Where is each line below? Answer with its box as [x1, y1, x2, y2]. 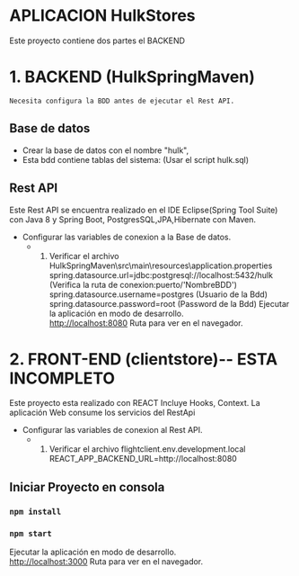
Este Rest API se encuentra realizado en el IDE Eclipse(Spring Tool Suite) [9, 204, 278, 215]
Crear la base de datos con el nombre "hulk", [22, 145, 189, 156]
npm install [9, 506, 62, 517]
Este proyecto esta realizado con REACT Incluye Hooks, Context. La [9, 398, 260, 409]
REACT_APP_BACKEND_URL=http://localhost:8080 [48, 454, 238, 464]
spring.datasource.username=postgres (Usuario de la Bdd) [48, 289, 268, 300]
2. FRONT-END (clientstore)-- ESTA [9, 348, 278, 369]
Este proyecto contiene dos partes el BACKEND [9, 35, 186, 46]
